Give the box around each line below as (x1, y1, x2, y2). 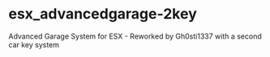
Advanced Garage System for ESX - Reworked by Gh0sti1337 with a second (8, 31, 262, 41)
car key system (8, 39, 59, 49)
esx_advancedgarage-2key (8, 5, 197, 23)
